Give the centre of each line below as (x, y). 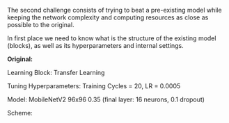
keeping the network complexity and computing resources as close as (108, 17)
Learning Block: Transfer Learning (56, 73)
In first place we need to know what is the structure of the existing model (112, 38)
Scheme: (20, 113)
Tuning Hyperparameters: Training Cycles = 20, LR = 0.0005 (94, 86)
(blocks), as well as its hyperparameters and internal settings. (95, 46)
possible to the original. (41, 25)
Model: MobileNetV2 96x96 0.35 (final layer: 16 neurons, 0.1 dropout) (106, 99)
